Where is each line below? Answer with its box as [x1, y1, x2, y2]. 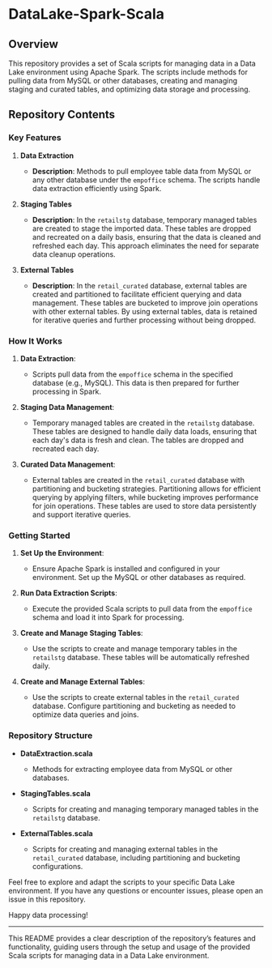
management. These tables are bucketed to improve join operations [32, 297, 258, 308]
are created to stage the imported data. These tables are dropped [32, 224, 252, 233]
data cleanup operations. [32, 249, 116, 259]
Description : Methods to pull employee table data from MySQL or [32, 166, 252, 176]
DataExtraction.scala [19, 748, 93, 758]
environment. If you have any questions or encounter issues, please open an [8, 885, 264, 895]
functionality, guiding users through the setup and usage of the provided [8, 941, 251, 952]
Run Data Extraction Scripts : [19, 588, 117, 598]
